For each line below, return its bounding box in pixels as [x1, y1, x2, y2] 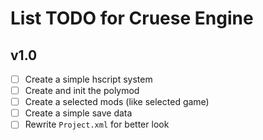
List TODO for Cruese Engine [10, 7, 254, 30]
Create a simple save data [24, 107, 133, 119]
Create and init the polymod [24, 85, 140, 97]
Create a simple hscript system [24, 73, 153, 85]
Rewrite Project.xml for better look [24, 118, 170, 131]
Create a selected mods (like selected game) [24, 96, 210, 108]
